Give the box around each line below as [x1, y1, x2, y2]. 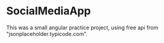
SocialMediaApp [6, 4, 91, 18]
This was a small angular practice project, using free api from [6, 24, 159, 31]
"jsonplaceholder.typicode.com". [6, 30, 88, 37]
